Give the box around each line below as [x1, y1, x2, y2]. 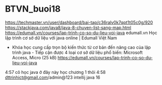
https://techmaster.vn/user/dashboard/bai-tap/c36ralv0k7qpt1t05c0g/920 [5, 19, 153, 25]
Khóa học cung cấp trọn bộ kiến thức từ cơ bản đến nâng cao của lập [12, 44, 151, 50]
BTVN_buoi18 [5, 3, 61, 15]
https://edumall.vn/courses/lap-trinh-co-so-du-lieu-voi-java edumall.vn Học [5, 30, 158, 35]
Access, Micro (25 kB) [12, 54, 57, 60]
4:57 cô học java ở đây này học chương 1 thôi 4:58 [5, 69, 106, 75]
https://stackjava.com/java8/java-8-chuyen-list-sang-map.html [5, 24, 131, 30]
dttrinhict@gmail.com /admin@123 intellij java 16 [5, 74, 100, 80]
